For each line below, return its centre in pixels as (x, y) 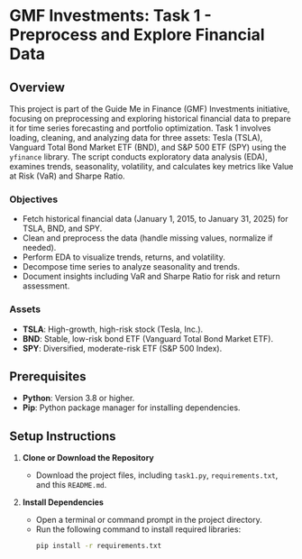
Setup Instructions (63, 436)
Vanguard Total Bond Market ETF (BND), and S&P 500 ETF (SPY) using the (148, 147)
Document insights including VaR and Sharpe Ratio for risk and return (151, 277)
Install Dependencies (63, 502)
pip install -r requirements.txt (99, 546)
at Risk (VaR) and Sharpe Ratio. (67, 176)
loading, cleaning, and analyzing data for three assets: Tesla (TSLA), (136, 137)
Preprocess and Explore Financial (137, 35)
